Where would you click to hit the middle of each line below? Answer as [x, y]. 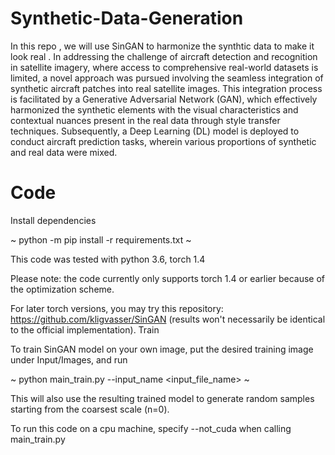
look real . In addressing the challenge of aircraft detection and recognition [164, 56]
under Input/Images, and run [69, 359]
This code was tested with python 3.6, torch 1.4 [108, 259]
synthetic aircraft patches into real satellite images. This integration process [166, 88]
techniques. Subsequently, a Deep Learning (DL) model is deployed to [155, 131]
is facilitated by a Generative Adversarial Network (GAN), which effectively [164, 99]
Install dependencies [53, 220]
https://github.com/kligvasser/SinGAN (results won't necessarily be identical [168, 319]
